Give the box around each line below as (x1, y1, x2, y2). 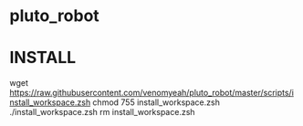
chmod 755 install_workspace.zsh (92, 97, 221, 108)
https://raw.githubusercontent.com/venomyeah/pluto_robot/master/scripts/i (9, 88, 295, 99)
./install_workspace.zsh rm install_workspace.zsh (9, 107, 195, 118)
